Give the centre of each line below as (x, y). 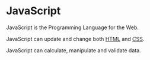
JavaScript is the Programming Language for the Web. (73, 27)
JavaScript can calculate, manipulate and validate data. (74, 50)
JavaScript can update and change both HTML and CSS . (75, 39)
